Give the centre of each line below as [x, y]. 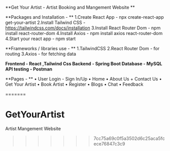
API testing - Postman [29, 69]
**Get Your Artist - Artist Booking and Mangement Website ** [70, 7]
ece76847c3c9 [109, 143]
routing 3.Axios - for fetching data [41, 54]
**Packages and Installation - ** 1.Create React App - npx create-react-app [84, 17]
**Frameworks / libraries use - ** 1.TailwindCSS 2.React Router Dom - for [82, 48]
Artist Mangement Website [33, 128]
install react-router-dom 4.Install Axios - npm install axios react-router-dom [84, 33]
